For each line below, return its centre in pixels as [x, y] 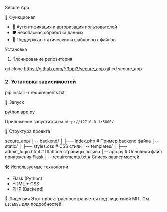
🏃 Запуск [15, 102]
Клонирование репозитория [42, 59]
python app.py [20, 112]
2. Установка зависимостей [41, 81]
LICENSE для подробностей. [34, 204]
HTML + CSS [26, 184]
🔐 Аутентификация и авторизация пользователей [65, 27]
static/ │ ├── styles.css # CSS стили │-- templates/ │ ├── [66, 146]
